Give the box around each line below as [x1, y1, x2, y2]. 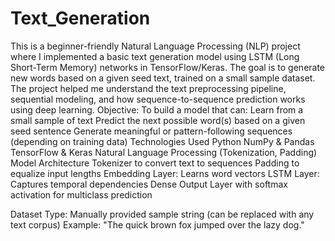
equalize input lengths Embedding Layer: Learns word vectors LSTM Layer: [10, 167, 320, 179]
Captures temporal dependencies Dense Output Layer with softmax [10, 178, 288, 190]
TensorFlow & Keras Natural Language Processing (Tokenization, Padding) [10, 146, 318, 158]
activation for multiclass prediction [10, 188, 153, 201]
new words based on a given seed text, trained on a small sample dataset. [10, 72, 316, 84]
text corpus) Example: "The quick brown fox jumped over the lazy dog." [10, 218, 305, 231]
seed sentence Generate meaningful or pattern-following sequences [10, 125, 293, 137]
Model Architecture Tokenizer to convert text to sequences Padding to [10, 157, 300, 169]
